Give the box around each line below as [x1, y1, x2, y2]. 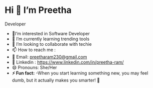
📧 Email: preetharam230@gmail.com [11, 54, 87, 60]
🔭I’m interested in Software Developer [11, 30, 90, 36]
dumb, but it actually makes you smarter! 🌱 [11, 77, 100, 83]
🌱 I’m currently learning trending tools [11, 36, 90, 42]
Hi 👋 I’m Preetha [4, 4, 72, 16]
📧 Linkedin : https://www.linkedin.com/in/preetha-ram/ [11, 59, 124, 65]
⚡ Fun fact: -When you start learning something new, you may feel [11, 70, 149, 76]
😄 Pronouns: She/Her [11, 64, 57, 70]
